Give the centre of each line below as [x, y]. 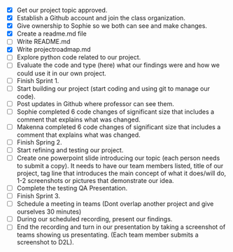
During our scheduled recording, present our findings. [94, 219]
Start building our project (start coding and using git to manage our [113, 88]
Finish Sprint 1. [38, 80]
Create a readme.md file [51, 34]
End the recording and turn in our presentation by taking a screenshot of [121, 227]
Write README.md [43, 42]
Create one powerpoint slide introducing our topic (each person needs [118, 158]
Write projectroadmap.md [54, 50]
